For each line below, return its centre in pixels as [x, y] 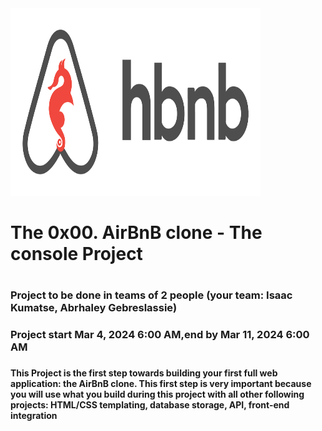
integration [34, 416]
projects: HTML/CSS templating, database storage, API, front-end [150, 405]
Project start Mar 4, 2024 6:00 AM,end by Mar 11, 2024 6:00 [160, 335]
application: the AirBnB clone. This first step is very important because [161, 384]
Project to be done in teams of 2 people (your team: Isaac [151, 295]
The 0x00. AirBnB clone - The [136, 233]
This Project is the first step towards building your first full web [144, 373]
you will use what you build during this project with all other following [157, 394]
